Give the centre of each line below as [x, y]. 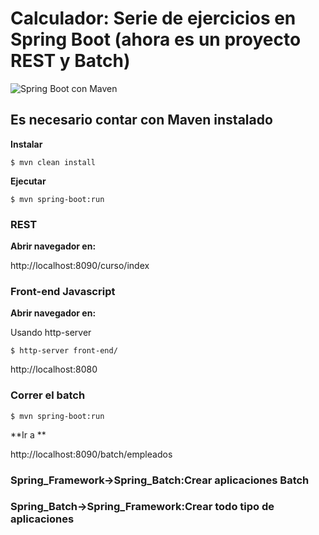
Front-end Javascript [63, 291]
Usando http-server [51, 333]
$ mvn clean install [53, 162]
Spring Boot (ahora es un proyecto [156, 39]
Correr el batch [48, 395]
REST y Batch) [70, 61]
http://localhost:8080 [54, 369]
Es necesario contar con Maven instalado [141, 120]
